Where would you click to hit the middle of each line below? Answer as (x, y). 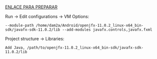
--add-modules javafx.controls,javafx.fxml (107, 30)
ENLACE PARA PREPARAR (31, 7)
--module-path (20, 25)
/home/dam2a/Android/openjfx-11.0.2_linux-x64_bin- (90, 25)
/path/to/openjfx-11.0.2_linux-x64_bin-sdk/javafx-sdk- (85, 48)
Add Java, (15, 48)
